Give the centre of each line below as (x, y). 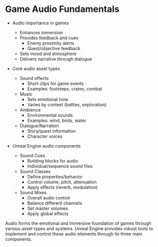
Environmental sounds (50, 115)
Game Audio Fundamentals (62, 9)
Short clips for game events (55, 83)
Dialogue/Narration (39, 126)
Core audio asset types (36, 69)
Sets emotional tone (48, 99)
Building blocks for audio (53, 161)
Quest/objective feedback (54, 48)
